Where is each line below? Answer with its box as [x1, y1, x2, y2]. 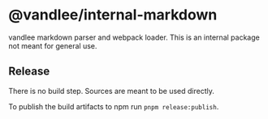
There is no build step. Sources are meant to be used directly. [8, 86, 215, 96]
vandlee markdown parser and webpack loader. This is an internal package [8, 32, 260, 42]
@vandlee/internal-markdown [8, 6, 218, 24]
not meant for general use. [8, 40, 97, 50]
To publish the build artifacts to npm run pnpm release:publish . [8, 101, 219, 111]
